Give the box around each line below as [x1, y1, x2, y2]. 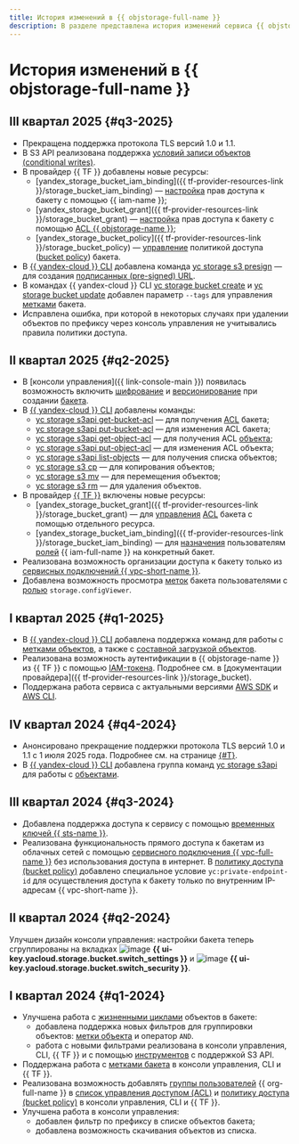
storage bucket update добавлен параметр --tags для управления [21, 289, 273, 299]
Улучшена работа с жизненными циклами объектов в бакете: [21, 1012, 258, 1023]
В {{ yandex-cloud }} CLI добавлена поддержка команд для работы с [21, 634, 284, 645]
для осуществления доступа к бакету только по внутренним [32, 875, 263, 886]
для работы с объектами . [21, 768, 120, 780]
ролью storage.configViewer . [21, 584, 132, 595]
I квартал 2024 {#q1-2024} [9, 988, 166, 1003]
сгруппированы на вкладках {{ [9, 944, 160, 954]
